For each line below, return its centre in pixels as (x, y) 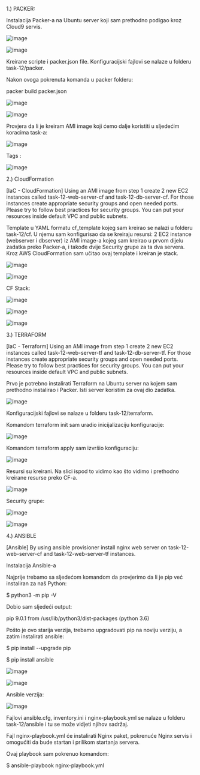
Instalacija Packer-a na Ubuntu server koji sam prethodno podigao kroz (94, 20)
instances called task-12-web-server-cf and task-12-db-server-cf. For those (100, 197)
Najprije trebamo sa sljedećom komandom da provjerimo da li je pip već (95, 577)
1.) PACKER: (21, 9)
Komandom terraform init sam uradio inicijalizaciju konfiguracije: (85, 425)
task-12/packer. (25, 68)
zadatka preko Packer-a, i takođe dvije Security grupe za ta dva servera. (96, 247)
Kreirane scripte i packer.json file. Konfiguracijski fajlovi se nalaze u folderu (99, 62)
